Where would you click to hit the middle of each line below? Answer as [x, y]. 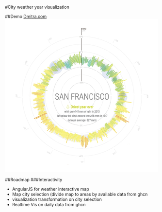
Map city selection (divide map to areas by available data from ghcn [80, 194]
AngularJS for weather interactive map [50, 189]
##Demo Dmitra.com [26, 16]
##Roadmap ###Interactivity [34, 180]
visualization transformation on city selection [57, 199]
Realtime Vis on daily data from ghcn [49, 205]
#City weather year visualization [37, 7]
